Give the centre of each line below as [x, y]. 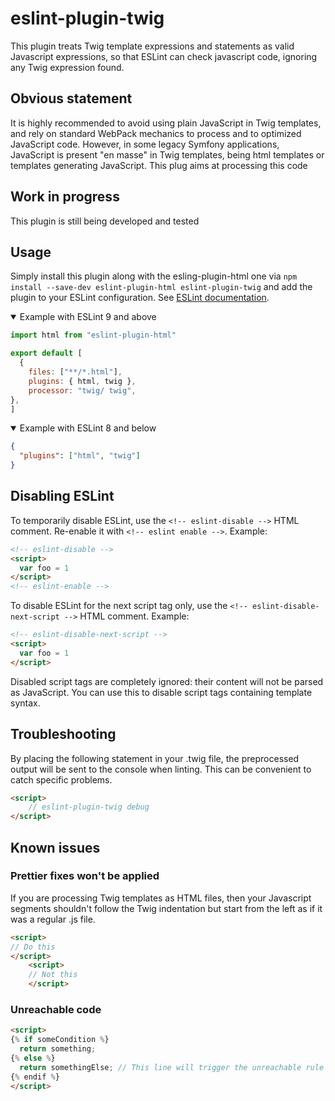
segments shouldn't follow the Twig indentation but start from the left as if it [166, 908]
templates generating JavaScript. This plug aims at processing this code [159, 165]
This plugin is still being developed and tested [105, 221]
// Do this [33, 947]
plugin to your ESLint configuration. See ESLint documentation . [140, 298]
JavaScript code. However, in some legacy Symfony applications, [145, 144]
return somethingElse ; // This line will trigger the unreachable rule [172, 1067]
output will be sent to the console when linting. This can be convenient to [161, 769]
